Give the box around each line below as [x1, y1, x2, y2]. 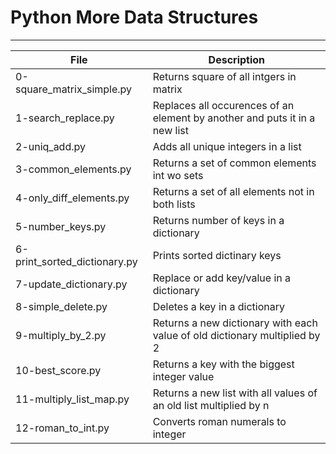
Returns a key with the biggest [152, 357, 295, 371]
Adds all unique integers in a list [152, 139, 302, 153]
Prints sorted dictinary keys [152, 248, 282, 262]
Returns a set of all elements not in [152, 184, 315, 198]
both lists [152, 197, 196, 211]
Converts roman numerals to [152, 414, 287, 428]
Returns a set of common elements [152, 156, 317, 170]
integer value [152, 369, 215, 383]
